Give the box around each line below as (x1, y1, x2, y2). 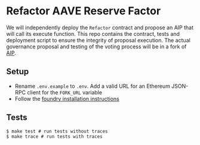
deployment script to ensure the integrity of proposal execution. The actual (6, 36, 191, 44)
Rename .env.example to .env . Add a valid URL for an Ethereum (14, 82, 170, 90)
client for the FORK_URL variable (26, 88, 103, 96)
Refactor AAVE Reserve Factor (6, 4, 161, 18)
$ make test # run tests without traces (6, 128, 109, 134)
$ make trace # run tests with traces (6, 133, 103, 140)
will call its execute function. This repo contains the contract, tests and (6, 30, 180, 37)
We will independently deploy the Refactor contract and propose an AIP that (6, 24, 194, 31)
